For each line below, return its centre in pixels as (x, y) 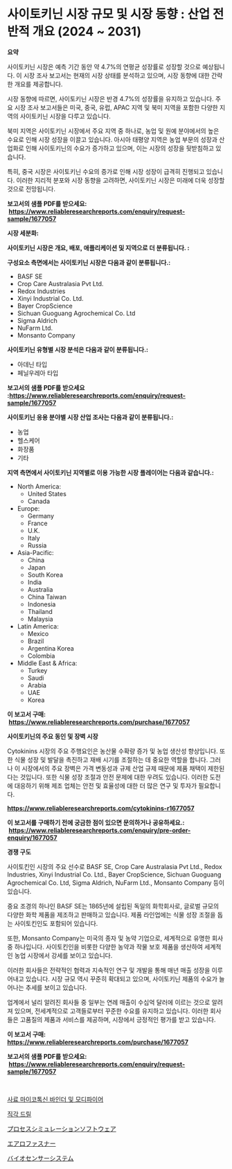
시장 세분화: (23, 233)
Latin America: (38, 626)
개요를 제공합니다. (38, 84)
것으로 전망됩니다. (32, 188)
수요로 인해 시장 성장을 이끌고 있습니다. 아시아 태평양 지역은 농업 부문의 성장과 (113, 139)
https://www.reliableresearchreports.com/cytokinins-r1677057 (101, 808)
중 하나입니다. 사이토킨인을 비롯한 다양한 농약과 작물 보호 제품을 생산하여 (105, 947)
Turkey (37, 670)
